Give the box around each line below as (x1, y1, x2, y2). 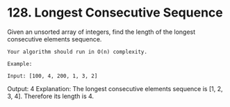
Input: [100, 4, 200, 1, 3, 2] (7, 72, 98, 79)
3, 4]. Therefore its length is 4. (7, 92, 95, 100)
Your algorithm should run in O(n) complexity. (7, 48, 148, 55)
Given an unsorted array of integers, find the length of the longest (7, 28, 196, 36)
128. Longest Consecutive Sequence (7, 5, 224, 21)
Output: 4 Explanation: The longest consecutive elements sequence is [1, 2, (7, 84, 224, 93)
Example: (7, 60, 33, 67)
